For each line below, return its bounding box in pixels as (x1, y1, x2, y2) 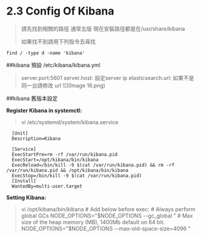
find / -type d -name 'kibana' (6, 50, 85, 56)
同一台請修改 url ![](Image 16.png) (21, 82, 106, 89)
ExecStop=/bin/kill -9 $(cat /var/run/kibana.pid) (12, 173, 142, 179)
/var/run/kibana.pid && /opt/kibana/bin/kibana (6, 167, 129, 173)
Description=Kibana (12, 135, 61, 142)
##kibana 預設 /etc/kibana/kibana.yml (6, 61, 101, 68)
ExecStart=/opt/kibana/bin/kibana (12, 156, 99, 163)
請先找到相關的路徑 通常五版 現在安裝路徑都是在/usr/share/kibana (21, 25, 185, 32)
